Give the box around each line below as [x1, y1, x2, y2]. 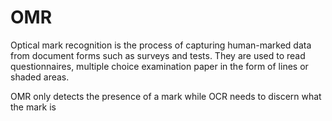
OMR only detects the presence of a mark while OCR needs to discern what [10, 90, 322, 102]
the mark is [10, 101, 57, 113]
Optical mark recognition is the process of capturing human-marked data [10, 39, 312, 51]
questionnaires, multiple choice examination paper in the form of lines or [10, 60, 309, 72]
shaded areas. [10, 71, 70, 83]
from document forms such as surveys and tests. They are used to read [10, 49, 306, 61]
